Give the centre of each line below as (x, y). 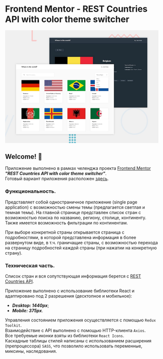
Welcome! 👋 (24, 156)
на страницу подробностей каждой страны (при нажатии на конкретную (81, 248)
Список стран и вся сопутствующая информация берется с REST (73, 276)
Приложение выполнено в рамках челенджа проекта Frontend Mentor (78, 168)
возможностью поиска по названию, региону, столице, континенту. (76, 218)
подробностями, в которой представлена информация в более (71, 237)
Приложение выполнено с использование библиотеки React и (70, 291)
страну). (14, 253)
